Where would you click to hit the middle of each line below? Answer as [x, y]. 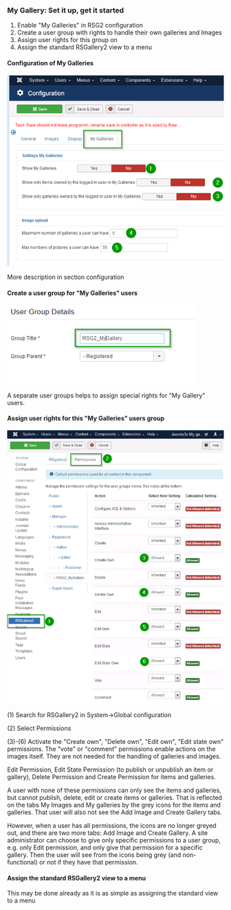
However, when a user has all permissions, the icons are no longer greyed [112, 825]
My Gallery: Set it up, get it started [66, 10]
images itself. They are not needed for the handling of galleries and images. [114, 756]
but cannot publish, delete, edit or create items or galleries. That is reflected [114, 797]
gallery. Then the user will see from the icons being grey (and [94, 855]
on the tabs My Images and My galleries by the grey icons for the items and [114, 805]
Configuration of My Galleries [51, 63]
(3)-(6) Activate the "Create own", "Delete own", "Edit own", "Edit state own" [115, 741]
